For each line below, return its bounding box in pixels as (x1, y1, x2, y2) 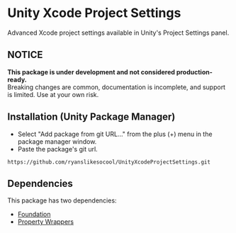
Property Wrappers (17, 217, 74, 226)
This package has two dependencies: (7, 196, 117, 205)
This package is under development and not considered (7, 67, 176, 76)
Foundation (17, 210, 51, 219)
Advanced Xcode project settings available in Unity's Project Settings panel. (7, 28, 230, 37)
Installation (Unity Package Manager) (7, 111, 176, 123)
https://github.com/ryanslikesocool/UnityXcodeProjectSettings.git (7, 158, 211, 166)
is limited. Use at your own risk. (7, 90, 99, 98)
